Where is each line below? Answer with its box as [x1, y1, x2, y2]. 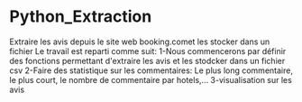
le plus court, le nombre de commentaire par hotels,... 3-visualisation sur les [9, 74, 293, 85]
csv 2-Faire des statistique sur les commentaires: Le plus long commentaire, [9, 65, 293, 76]
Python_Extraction [9, 6, 152, 27]
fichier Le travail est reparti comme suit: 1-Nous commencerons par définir [9, 45, 287, 56]
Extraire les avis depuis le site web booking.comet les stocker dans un [9, 36, 270, 47]
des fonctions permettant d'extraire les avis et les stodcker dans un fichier [9, 55, 286, 66]
